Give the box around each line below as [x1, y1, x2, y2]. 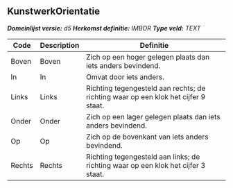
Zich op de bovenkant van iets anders [85, 132, 209, 142]
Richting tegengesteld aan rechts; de [85, 83, 206, 93]
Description [40, 40, 80, 50]
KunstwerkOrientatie [7, 6, 101, 17]
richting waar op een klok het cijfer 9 [85, 92, 206, 101]
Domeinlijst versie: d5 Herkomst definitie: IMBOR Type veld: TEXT [7, 24, 201, 32]
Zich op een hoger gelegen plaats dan [85, 52, 210, 62]
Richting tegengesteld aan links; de [85, 152, 200, 162]
